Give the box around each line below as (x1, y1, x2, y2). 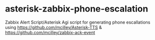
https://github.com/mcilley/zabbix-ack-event (5, 29, 96, 35)
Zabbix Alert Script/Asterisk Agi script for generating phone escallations (5, 19, 151, 25)
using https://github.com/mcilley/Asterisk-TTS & (5, 24, 102, 30)
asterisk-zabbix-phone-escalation (5, 3, 149, 14)
